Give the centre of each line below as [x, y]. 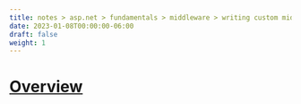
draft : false [34, 34]
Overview [46, 87]
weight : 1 [28, 43]
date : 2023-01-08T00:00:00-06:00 [72, 26]
